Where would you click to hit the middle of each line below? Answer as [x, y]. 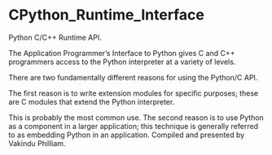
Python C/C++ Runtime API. [55, 37]
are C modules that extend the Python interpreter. [92, 101]
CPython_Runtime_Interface [107, 15]
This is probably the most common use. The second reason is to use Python [136, 117]
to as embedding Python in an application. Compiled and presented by [127, 135]
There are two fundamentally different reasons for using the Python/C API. [133, 77]
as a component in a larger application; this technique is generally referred [134, 126]
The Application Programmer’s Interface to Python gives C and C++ [122, 53]
